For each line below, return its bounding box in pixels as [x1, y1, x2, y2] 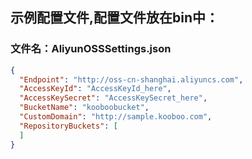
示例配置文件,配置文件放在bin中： [10, 9, 220, 27]
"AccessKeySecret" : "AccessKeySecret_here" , [19, 93, 208, 103]
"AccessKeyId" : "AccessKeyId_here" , [19, 84, 172, 94]
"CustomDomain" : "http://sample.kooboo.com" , [19, 112, 213, 122]
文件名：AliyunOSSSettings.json [10, 42, 172, 56]
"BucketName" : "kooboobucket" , [19, 103, 150, 113]
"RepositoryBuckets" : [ [19, 121, 118, 131]
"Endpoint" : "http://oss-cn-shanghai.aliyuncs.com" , [19, 74, 244, 85]
